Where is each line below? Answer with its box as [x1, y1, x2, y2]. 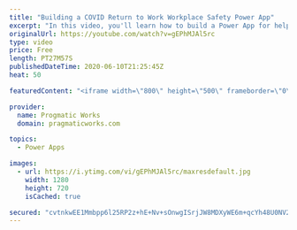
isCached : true [25, 192, 81, 201]
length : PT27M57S [9, 54, 73, 63]
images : [9, 159, 38, 168]
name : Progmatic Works [17, 111, 101, 119]
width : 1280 [25, 175, 69, 184]
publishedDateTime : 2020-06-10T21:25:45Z [9, 63, 164, 72]
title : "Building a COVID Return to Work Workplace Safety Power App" [9, 12, 275, 22]
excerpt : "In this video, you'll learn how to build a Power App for [9, 21, 271, 30]
